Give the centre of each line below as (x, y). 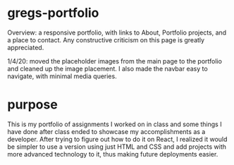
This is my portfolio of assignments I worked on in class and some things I (115, 124)
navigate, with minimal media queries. (62, 76)
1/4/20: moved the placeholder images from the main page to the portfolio (115, 61)
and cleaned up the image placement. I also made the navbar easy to (107, 68)
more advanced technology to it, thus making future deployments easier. (113, 154)
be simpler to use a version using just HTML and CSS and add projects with (117, 147)
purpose (32, 105)
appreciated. (26, 47)
